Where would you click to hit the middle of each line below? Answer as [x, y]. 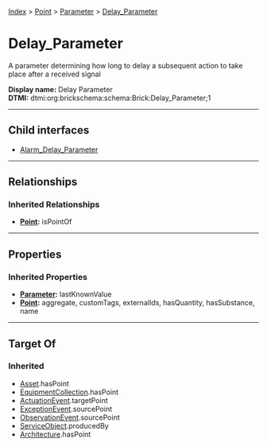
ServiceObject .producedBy [64, 425]
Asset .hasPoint [44, 383]
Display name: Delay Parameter [60, 89]
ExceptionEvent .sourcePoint [66, 409]
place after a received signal [55, 74]
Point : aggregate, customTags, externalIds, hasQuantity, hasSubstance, [137, 303]
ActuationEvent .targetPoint [64, 400]
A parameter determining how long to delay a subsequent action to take [126, 65]
